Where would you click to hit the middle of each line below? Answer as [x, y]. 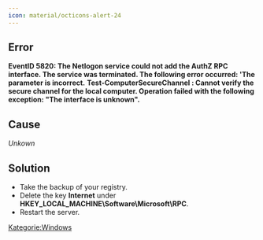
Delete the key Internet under [68, 196]
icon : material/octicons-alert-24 [65, 15]
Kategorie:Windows [40, 227]
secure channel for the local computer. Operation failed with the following [131, 91]
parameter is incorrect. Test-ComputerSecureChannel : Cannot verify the [131, 83]
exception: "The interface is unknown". [74, 100]
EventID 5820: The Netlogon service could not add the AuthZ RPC [118, 66]
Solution [29, 168]
